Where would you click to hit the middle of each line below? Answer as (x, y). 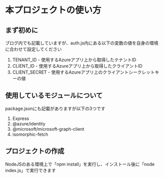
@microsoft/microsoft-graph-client (48, 129)
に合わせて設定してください (34, 49)
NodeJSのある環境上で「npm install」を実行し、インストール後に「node (80, 164)
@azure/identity (29, 124)
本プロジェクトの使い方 (53, 10)
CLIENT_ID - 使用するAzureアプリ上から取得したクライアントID (78, 66)
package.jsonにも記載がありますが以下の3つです (55, 108)
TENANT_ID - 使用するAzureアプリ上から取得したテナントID (74, 60)
